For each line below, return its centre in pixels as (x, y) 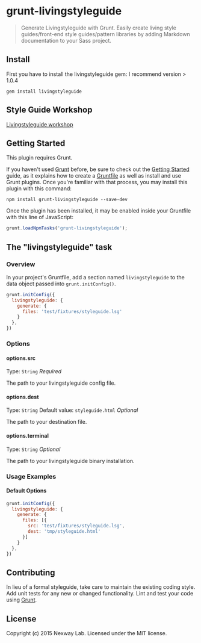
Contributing (31, 572)
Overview (21, 264)
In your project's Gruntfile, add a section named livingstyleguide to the (95, 277)
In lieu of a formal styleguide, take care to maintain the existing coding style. (101, 587)
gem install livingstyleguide (44, 92)
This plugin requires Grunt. (39, 158)
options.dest (23, 397)
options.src (21, 358)
